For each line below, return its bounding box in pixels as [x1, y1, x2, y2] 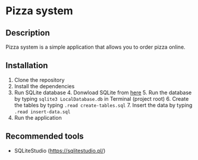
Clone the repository [14, 76, 65, 84]
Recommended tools [5, 132, 84, 142]
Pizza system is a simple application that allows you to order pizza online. [5, 43, 186, 50]
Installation [5, 60, 48, 71]
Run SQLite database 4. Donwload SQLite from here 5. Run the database [14, 89, 192, 96]
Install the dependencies [14, 82, 75, 89]
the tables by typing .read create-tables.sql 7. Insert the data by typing [14, 101, 193, 108]
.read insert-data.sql [14, 108, 71, 115]
